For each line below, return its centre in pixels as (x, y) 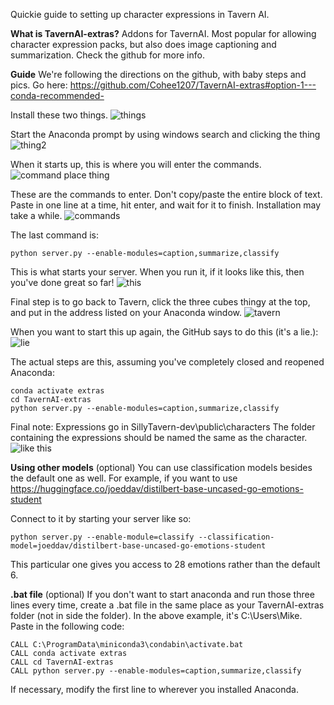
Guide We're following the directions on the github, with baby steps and (158, 74)
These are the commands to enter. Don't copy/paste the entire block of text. (166, 194)
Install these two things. (59, 115)
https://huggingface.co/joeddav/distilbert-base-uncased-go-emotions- (157, 488)
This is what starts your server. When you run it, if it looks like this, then (157, 272)
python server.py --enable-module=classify (102, 537)
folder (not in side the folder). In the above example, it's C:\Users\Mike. (156, 615)
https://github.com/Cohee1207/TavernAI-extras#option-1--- (193, 85)
